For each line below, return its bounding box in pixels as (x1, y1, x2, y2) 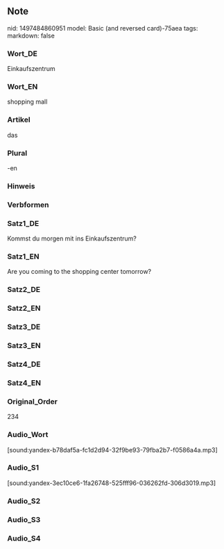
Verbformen (7, 199, 50, 209)
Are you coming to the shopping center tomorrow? (7, 268, 151, 276)
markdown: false (7, 31, 55, 40)
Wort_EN (7, 82, 38, 92)
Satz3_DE (7, 322, 41, 332)
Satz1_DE (7, 218, 40, 228)
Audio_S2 (7, 496, 40, 506)
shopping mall (7, 97, 48, 106)
